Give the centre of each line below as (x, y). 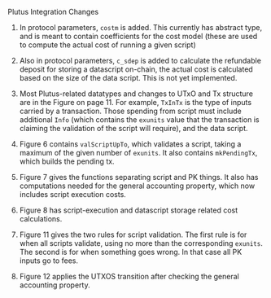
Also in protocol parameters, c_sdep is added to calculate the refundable (140, 61)
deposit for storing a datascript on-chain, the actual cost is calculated (136, 69)
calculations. (41, 219)
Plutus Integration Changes (53, 12)
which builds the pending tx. (67, 161)
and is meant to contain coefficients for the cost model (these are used (138, 36)
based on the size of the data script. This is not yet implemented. (128, 78)
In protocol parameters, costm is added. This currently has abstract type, (140, 27)
